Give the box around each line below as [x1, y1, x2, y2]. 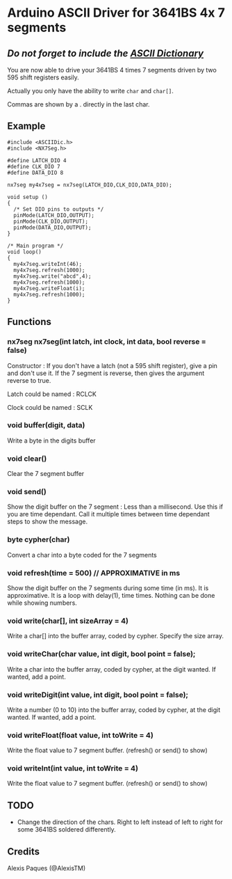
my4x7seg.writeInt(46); [13, 260, 82, 267]
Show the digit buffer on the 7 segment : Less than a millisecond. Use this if [7, 502, 224, 511]
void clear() [7, 454, 47, 464]
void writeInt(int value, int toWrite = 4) [7, 763, 139, 773]
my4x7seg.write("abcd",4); [13, 273, 92, 280]
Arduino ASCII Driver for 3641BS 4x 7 [7, 5, 226, 21]
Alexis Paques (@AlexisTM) [7, 864, 86, 873]
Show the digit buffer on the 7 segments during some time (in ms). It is [7, 583, 209, 592]
